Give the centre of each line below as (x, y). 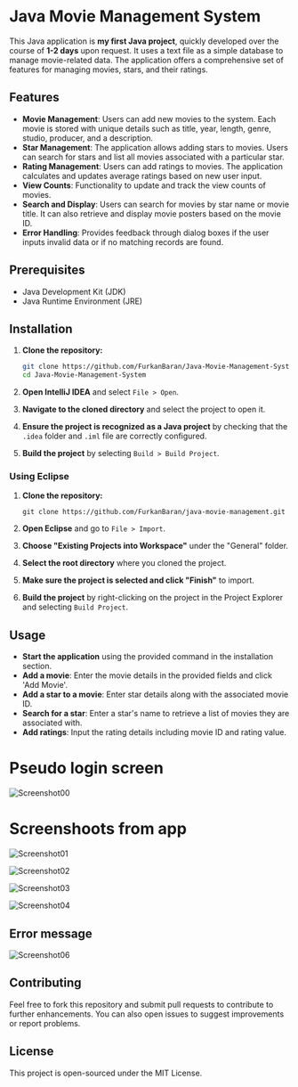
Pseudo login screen (87, 768)
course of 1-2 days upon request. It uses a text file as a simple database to (146, 50)
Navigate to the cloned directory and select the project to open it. (144, 409)
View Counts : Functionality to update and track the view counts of (144, 185)
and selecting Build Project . (75, 607)
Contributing (45, 983)
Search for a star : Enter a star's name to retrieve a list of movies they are (156, 714)
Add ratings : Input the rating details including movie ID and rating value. (154, 732)
